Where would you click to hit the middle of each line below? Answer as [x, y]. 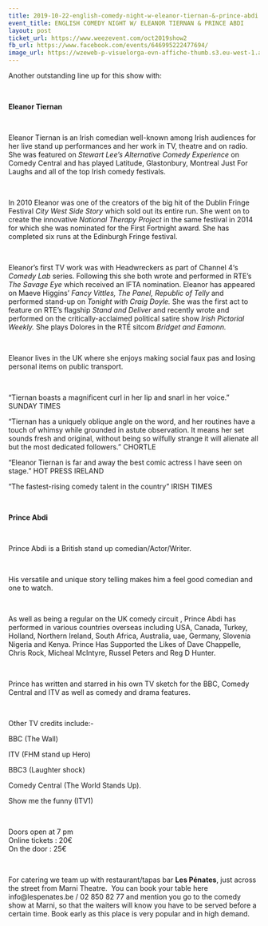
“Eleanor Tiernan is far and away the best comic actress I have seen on [125, 462]
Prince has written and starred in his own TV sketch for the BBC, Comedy [129, 684]
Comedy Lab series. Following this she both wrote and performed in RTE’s [130, 276]
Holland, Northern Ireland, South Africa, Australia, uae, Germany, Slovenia [130, 636]
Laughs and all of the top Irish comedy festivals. [87, 172]
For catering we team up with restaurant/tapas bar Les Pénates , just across [132, 880]
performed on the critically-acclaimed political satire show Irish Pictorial [126, 318]
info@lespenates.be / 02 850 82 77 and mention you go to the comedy [125, 897]
